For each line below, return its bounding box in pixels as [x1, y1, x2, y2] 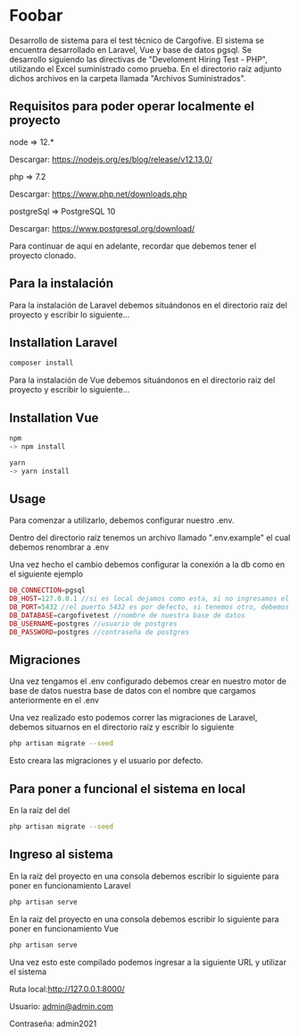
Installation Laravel [9, 334, 118, 350]
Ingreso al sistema [9, 846, 113, 863]
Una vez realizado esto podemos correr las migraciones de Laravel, [9, 712, 258, 723]
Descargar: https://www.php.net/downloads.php [9, 189, 187, 199]
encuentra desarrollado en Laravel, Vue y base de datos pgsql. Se [9, 44, 253, 55]
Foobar [9, 5, 63, 26]
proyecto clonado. [9, 249, 77, 260]
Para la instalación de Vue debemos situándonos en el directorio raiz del [9, 375, 276, 385]
